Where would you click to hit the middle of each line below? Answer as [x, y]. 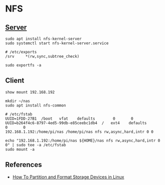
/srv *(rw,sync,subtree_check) [42, 56]
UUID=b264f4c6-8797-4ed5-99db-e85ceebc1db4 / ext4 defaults [76, 123]
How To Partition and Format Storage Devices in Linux [68, 177]
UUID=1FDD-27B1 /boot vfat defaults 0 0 [69, 119]
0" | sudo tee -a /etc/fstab [36, 145]
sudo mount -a [20, 149]
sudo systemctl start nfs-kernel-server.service [57, 43]
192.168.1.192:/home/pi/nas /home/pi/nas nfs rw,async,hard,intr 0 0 [79, 132]
